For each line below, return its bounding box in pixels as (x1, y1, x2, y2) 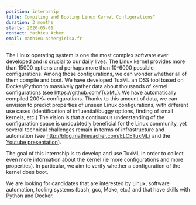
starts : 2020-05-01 (6, 25, 54, 31)
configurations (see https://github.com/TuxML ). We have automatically (6, 89, 177, 96)
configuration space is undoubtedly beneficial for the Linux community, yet (6, 120, 187, 127)
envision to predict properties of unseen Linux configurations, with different (6, 102, 188, 108)
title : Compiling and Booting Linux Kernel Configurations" (6, 14, 156, 20)
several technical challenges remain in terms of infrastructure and (6, 126, 165, 133)
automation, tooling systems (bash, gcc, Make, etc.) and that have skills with (6, 186, 190, 193)
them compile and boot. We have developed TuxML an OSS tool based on (6, 77, 184, 84)
